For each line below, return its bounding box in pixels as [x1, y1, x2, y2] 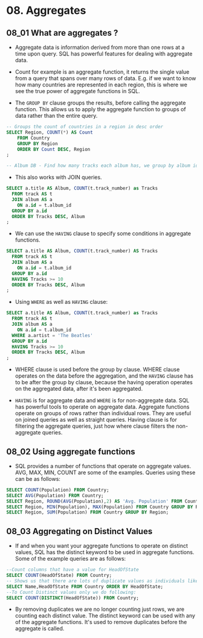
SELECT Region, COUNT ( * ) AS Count [6, 129, 94, 135]
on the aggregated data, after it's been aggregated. [14, 385, 143, 393]
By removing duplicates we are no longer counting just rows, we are [14, 605, 185, 613]
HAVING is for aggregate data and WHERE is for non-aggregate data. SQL [14, 397, 190, 404]
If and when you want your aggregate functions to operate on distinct [14, 542, 188, 550]
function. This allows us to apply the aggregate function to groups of [14, 106, 186, 112]
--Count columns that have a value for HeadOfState [6, 567, 139, 573]
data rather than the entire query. [14, 112, 98, 119]
